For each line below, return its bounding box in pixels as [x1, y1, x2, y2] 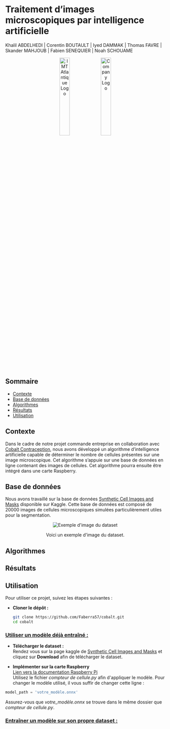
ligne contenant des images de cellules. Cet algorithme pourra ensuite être [5, 462, 161, 468]
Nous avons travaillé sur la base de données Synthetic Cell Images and [5, 496, 154, 502]
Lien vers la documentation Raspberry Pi [12, 669, 98, 676]
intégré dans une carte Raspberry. [5, 468, 77, 474]
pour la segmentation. [5, 512, 51, 518]
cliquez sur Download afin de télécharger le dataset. [12, 654, 123, 660]
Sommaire [5, 377, 39, 386]
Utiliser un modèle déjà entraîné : [5, 631, 89, 638]
